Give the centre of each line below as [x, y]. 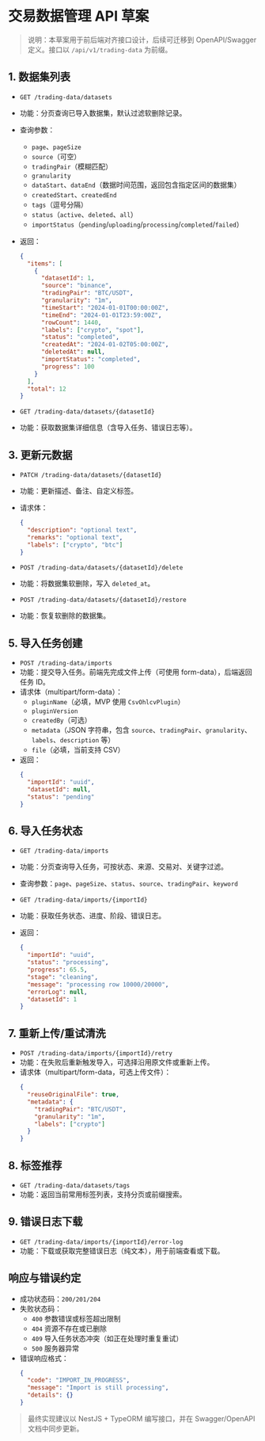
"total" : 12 [47, 389]
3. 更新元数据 [40, 455]
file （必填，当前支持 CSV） [78, 750]
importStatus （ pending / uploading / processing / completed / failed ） [137, 224]
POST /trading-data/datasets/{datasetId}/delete [101, 568]
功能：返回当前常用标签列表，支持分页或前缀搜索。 [103, 1194]
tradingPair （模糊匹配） [72, 166]
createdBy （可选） [62, 720]
